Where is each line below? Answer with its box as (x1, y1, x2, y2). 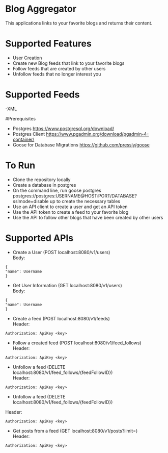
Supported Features (5, 38, 92, 49)
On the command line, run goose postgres (12, 187, 102, 193)
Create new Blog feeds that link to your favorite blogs (12, 60, 125, 66)
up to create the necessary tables (49, 198, 121, 204)
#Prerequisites (5, 115, 36, 121)
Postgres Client (12, 131, 45, 137)
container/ (12, 136, 35, 142)
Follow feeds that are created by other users (12, 65, 106, 71)
